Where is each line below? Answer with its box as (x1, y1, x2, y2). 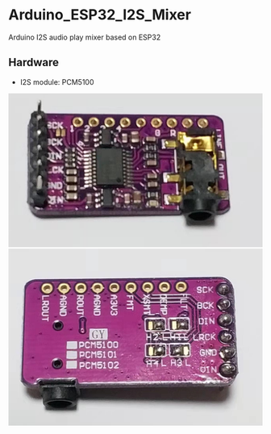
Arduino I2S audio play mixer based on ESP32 (8, 32, 161, 42)
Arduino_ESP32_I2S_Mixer (8, 6, 192, 24)
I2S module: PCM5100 (19, 77, 94, 86)
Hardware (8, 56, 59, 69)
